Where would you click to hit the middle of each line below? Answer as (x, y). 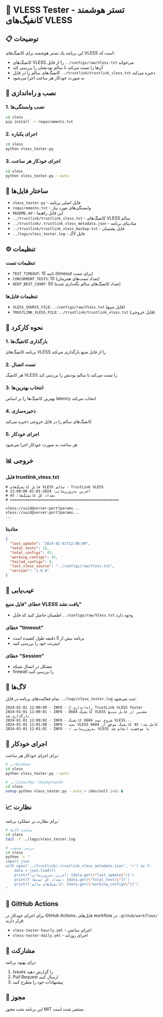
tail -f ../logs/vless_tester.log (41, 839)
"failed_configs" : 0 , (32, 562)
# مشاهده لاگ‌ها (19, 830)
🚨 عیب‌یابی (20, 590)
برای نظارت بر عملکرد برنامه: (32, 821)
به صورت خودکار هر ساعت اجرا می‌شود (48, 78)
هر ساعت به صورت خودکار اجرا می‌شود (41, 445)
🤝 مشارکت (20, 951)
